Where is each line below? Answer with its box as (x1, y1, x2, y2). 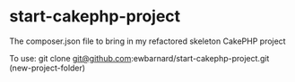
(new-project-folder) (9, 62, 86, 73)
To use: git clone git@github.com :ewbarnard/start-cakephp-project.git (9, 53, 270, 63)
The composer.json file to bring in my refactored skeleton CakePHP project (9, 36, 286, 46)
